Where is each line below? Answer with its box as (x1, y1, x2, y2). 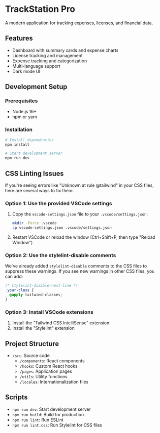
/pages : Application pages (19, 368, 72, 374)
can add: (5, 273, 23, 280)
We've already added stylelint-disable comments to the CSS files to (5, 263, 147, 269)
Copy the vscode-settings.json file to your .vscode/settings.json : (12, 211, 148, 217)
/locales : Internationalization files (19, 379, 89, 385)
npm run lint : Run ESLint (12, 417, 64, 423)
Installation (5, 126, 33, 133)
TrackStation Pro (5, 3, 75, 15)
